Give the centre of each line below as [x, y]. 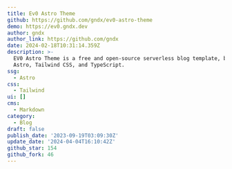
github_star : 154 [32, 148]
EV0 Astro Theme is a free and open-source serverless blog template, [117, 59]
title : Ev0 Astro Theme [41, 13]
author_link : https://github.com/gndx [63, 39]
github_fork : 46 [30, 155]
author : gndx [26, 33]
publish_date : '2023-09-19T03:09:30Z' [63, 135]
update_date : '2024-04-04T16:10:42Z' [61, 142]
